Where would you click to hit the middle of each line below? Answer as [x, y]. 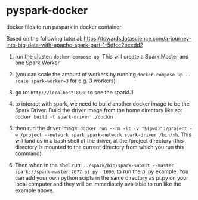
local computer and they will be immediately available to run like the [98, 184]
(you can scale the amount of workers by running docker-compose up [99, 74]
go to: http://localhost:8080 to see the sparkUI [74, 92]
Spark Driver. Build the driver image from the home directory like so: [98, 110]
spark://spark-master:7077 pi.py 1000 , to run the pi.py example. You [102, 171]
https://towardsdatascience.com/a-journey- [138, 38]
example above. [34, 190]
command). [29, 153]
